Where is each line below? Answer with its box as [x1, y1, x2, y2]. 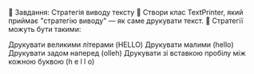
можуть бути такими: [8, 25, 81, 33]
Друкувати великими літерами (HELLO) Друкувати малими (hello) [8, 40, 234, 49]
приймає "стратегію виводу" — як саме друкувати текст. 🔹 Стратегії [8, 16, 244, 25]
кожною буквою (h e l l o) [8, 56, 95, 66]
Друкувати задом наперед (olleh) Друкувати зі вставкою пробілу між [8, 49, 246, 57]
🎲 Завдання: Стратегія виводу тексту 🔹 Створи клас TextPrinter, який [8, 8, 244, 17]
